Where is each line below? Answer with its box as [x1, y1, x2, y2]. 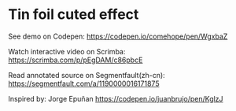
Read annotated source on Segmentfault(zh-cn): [8, 70, 165, 80]
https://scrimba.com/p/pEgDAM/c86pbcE [8, 55, 143, 65]
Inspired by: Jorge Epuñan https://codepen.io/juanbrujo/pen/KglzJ [8, 94, 223, 103]
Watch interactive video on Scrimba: [8, 46, 126, 56]
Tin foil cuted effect [8, 6, 139, 24]
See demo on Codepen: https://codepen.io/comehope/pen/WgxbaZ [8, 31, 228, 41]
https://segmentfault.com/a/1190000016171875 [8, 79, 160, 88]
